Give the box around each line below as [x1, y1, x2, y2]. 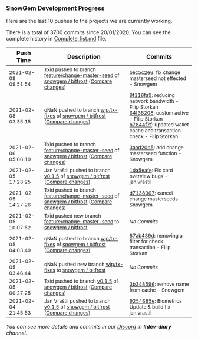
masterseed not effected [129, 75, 187, 82]
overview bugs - [129, 173, 168, 180]
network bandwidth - [129, 98, 179, 105]
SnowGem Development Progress [6, 4, 105, 12]
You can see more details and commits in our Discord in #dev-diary [6, 323, 172, 330]
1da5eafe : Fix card [129, 167, 173, 174]
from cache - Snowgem [129, 287, 185, 293]
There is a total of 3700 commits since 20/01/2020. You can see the [6, 29, 171, 36]
